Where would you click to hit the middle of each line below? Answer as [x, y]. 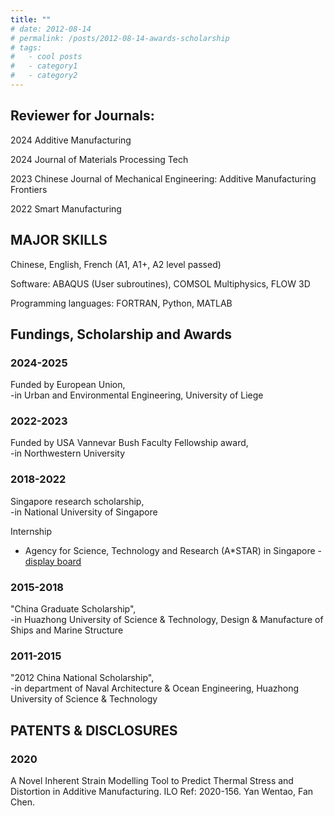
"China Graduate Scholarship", [73, 609]
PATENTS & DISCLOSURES [94, 730]
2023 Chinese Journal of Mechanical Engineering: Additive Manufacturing [163, 178]
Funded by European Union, [68, 385]
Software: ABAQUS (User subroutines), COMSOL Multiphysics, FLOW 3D [160, 283]
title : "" [31, 19]
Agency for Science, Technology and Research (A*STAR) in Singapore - [173, 550]
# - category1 [44, 66]
